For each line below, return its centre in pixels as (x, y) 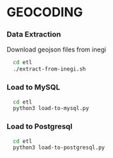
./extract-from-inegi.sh (49, 69)
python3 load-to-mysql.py (51, 109)
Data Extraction (34, 35)
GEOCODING (45, 12)
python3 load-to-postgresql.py (59, 148)
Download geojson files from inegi (56, 49)
